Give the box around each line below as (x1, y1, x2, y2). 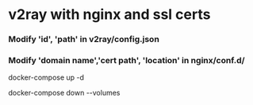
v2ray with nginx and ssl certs (8, 6, 211, 24)
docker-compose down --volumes (8, 88, 121, 98)
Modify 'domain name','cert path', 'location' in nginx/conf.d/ (8, 55, 245, 66)
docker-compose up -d (8, 73, 85, 82)
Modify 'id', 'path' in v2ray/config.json (8, 34, 160, 45)
